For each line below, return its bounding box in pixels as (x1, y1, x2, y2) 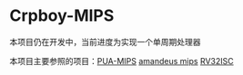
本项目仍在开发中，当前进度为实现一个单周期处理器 (9, 36, 201, 47)
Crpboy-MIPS (9, 5, 115, 26)
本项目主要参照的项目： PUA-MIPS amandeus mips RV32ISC (9, 55, 234, 66)
